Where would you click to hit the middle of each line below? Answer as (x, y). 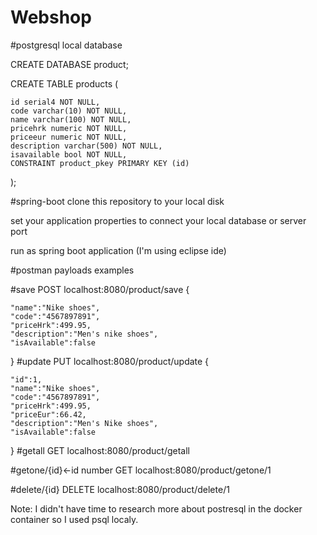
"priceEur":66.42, (48, 414)
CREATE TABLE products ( (64, 83)
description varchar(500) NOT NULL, (86, 146)
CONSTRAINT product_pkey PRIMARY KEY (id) (100, 163)
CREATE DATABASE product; (69, 64)
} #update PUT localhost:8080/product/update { (110, 361)
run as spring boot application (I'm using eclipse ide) (118, 250)
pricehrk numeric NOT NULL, (69, 128)
